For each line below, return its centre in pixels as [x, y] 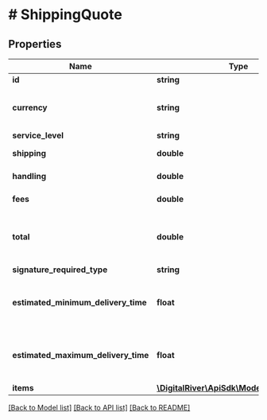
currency [30, 107]
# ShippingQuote [66, 15]
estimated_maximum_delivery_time [81, 355]
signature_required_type [60, 270]
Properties [35, 44]
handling [29, 176]
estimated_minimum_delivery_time [79, 302]
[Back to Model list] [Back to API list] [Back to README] [99, 408]
